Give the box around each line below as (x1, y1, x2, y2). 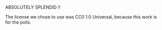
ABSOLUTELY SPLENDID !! (5, 4, 61, 10)
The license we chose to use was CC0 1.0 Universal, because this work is (5, 14, 157, 19)
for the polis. (5, 19, 32, 25)
